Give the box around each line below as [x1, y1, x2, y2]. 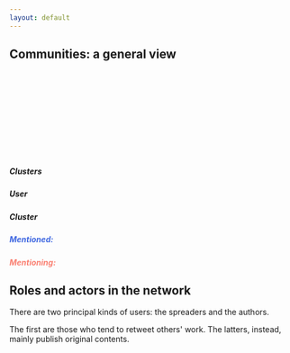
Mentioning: [9, 257, 57, 267]
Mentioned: [9, 234, 54, 245]
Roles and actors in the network [9, 283, 192, 298]
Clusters [9, 166, 42, 176]
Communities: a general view [9, 47, 177, 62]
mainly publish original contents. [9, 334, 130, 345]
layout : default [9, 13, 70, 23]
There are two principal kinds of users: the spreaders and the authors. [9, 307, 270, 318]
